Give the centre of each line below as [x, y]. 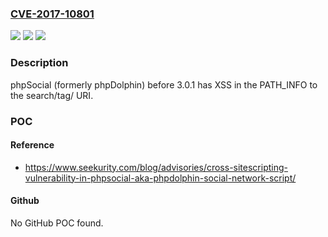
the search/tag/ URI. [52, 95]
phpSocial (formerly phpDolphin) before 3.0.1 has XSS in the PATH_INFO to [164, 84]
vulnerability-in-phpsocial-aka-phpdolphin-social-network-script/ [160, 178]
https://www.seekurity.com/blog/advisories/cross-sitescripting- [156, 167]
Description [39, 63]
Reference [32, 145]
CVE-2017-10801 [52, 14]
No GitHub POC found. [57, 223]
